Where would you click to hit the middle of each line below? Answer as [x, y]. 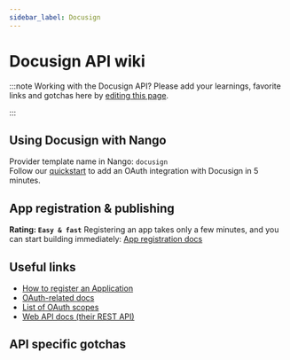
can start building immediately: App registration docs [106, 239]
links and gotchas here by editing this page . [89, 95]
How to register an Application [78, 288]
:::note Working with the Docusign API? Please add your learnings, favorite [145, 86]
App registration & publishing [92, 208]
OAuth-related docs [58, 297]
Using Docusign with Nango [88, 140]
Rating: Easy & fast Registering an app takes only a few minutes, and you [144, 230]
